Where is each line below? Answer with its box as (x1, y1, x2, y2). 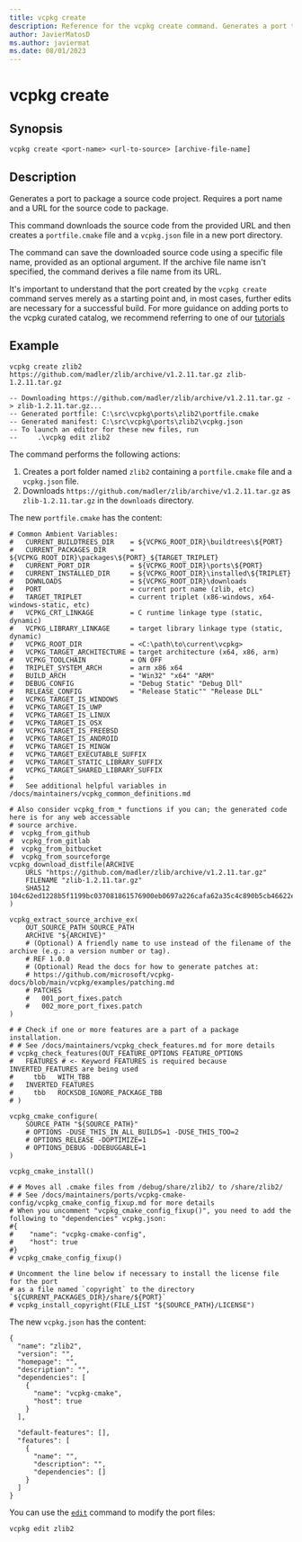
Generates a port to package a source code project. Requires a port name (9, 192, 283, 203)
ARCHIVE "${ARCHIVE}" (25, 931, 106, 940)
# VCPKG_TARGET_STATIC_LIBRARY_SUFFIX (9, 757, 164, 767)
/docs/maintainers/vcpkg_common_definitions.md (9, 789, 191, 798)
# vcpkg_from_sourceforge (9, 851, 111, 861)
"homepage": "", (17, 1357, 78, 1367)
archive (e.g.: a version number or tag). (9, 946, 171, 956)
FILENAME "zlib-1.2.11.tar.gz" (25, 876, 143, 885)
